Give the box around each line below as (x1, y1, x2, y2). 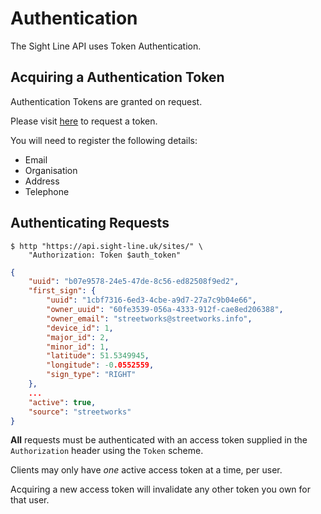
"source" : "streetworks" (28, 407, 132, 417)
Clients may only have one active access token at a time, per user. (10, 464, 283, 476)
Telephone (24, 185, 70, 197)
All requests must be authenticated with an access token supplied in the (10, 434, 308, 446)
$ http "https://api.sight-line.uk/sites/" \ (10, 241, 203, 251)
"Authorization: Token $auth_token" (28, 250, 182, 260)
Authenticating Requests (10, 215, 170, 232)
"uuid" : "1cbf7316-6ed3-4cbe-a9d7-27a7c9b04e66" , (46, 295, 257, 306)
